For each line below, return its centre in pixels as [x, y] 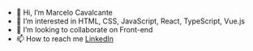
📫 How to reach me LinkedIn [65, 39]
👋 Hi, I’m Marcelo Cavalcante [64, 13]
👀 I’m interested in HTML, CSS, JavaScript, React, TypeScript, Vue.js [131, 21]
